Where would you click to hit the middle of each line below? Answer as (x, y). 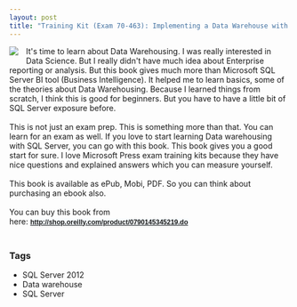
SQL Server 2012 (53, 275)
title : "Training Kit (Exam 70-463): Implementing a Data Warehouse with (149, 26)
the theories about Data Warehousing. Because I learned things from (135, 89)
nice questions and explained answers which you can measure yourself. (141, 165)
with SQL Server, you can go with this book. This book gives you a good (141, 145)
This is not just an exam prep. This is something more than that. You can (141, 126)
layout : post (33, 17)
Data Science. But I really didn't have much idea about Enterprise (145, 61)
